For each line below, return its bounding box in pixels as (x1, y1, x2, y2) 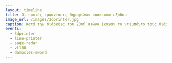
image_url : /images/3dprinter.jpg (5, 17, 79, 22)
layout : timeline (5, 7, 42, 13)
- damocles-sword (10, 50, 47, 55)
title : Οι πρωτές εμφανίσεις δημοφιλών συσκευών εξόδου (5, 12, 127, 17)
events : (5, 26, 22, 31)
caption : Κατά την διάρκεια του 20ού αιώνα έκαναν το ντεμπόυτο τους (5, 21, 157, 27)
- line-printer (10, 36, 42, 41)
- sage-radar (10, 41, 38, 46)
